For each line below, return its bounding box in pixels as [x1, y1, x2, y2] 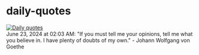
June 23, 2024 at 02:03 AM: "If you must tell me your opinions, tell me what [6, 30, 193, 37]
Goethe [6, 43, 25, 50]
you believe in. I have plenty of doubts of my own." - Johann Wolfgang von [6, 36, 190, 44]
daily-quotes [6, 4, 71, 18]
